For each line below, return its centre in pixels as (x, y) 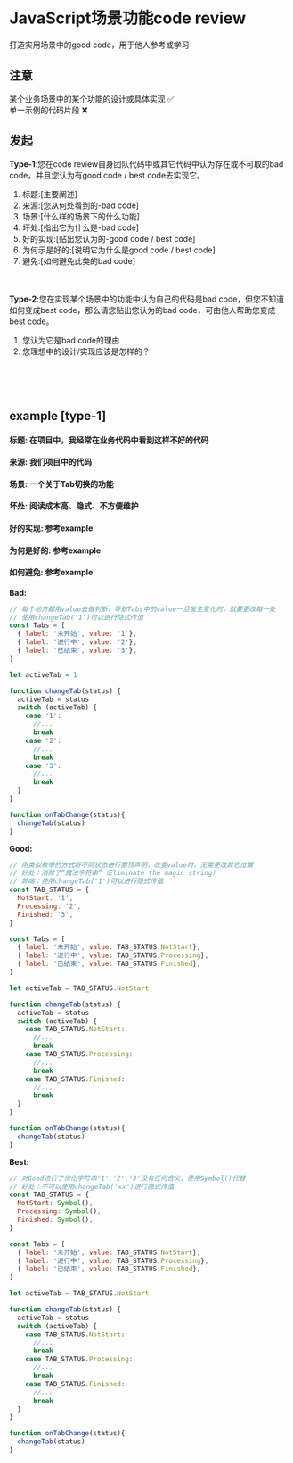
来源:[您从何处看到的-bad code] (81, 205)
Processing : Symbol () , (59, 1211)
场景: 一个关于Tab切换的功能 (61, 484)
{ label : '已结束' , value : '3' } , (77, 651)
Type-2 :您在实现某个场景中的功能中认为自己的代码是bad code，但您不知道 (147, 299)
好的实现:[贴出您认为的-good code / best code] (109, 238)
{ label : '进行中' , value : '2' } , (77, 642)
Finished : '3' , (45, 914)
